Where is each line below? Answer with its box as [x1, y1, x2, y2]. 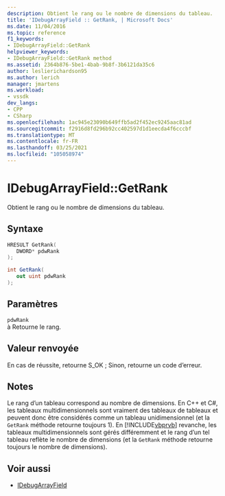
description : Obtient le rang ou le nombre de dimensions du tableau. [7, 10, 213, 17]
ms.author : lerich [7, 74, 60, 81]
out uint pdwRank [16, 273, 67, 280]
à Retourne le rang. [7, 323, 62, 331]
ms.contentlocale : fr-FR [7, 138, 78, 145]
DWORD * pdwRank [16, 248, 60, 255]
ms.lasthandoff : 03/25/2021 [7, 144, 88, 151]
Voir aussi [7, 462, 51, 475]
